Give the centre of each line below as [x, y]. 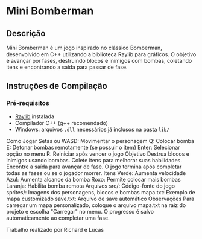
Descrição [26, 33]
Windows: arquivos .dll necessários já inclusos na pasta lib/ [92, 129]
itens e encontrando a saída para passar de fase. [67, 67]
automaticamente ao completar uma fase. [58, 218]
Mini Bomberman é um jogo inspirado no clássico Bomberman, [84, 48]
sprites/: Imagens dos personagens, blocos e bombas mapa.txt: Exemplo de [101, 192]
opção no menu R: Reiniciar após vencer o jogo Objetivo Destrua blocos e [98, 154]
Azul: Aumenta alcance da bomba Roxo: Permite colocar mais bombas [93, 179]
